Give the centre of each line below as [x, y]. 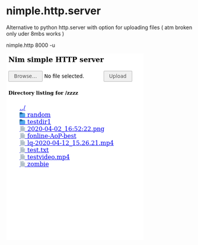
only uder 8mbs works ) [35, 33]
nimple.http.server [54, 11]
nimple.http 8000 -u [31, 45]
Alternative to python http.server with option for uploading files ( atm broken [99, 27]
